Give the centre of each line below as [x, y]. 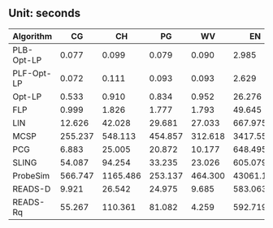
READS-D [32, 188]
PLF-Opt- [32, 73]
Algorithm [32, 36]
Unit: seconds [45, 13]
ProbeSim [31, 175]
